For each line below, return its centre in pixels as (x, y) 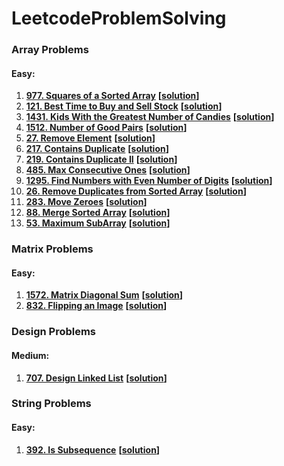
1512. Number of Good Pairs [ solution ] (106, 128)
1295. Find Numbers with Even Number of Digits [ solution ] (149, 181)
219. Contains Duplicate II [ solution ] (101, 159)
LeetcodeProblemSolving (119, 18)
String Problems (51, 404)
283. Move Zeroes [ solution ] (86, 202)
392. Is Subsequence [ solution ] (93, 449)
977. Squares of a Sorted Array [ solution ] (112, 96)
